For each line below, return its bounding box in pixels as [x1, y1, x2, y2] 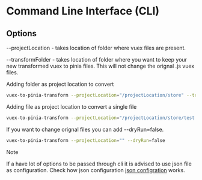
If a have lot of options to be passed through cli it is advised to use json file [6, 160, 192, 167]
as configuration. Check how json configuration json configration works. [6, 166, 185, 173]
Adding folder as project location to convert [6, 80, 114, 88]
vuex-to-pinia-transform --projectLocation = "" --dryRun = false [6, 137, 165, 143]
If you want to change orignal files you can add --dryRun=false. [6, 126, 164, 133]
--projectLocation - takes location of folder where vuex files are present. [6, 44, 186, 51]
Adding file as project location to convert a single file [6, 103, 137, 110]
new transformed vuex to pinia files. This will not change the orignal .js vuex [6, 62, 195, 69]
